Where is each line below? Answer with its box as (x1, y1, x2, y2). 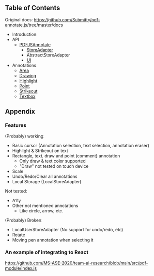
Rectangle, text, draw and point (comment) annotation (12, 153, 120, 158)
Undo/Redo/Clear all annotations (12, 173, 77, 179)
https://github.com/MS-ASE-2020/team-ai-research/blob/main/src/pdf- (5, 260, 149, 266)
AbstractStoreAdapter (26, 52, 70, 58)
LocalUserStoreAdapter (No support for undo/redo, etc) (12, 226, 123, 232)
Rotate (12, 232, 26, 238)
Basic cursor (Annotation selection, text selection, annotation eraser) (12, 142, 150, 148)
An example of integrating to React (5, 249, 89, 256)
